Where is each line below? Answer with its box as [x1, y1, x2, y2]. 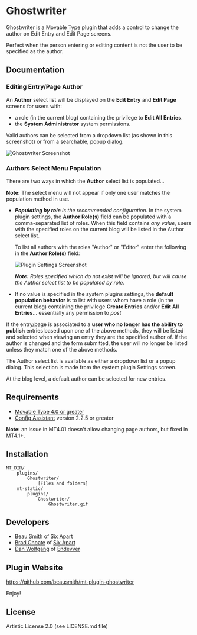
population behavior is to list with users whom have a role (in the [14, 296, 174, 304]
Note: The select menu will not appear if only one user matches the [6, 189, 170, 196]
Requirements [6, 392, 59, 402]
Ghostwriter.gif [48, 501, 88, 507]
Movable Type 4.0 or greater [14, 408, 84, 415]
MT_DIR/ [6, 465, 25, 471]
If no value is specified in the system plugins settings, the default [14, 290, 174, 297]
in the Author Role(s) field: [14, 250, 80, 257]
